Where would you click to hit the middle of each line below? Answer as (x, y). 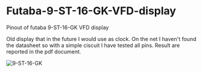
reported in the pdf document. (44, 51)
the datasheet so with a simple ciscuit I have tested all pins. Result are (93, 45)
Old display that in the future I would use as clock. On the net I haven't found (101, 39)
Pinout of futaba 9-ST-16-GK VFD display (58, 27)
